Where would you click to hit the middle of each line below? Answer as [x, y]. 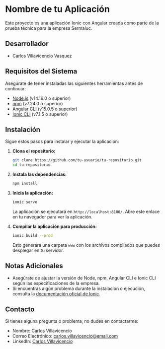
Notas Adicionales [34, 266]
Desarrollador [27, 44]
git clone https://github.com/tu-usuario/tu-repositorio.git [77, 160]
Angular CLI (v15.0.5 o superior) [45, 109]
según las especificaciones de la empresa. [56, 283]
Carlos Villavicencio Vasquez [42, 56]
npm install [25, 184]
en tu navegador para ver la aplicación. [52, 216]
